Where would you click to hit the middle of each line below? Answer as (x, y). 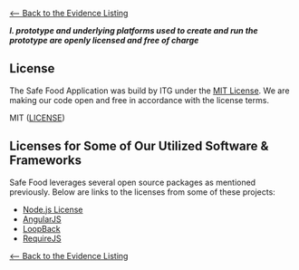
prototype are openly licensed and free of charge (104, 40)
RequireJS (42, 238)
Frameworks (46, 161)
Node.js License (53, 209)
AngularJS (42, 219)
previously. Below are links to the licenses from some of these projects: (143, 192)
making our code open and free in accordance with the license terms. (140, 100)
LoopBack (41, 228)
